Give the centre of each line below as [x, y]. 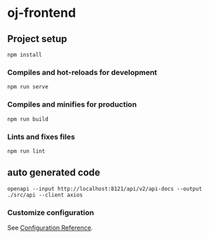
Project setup [38, 39]
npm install [25, 55]
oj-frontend [42, 13]
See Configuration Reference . [50, 228]
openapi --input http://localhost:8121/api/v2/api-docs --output [104, 189]
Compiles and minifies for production [72, 104]
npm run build [28, 119]
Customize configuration [51, 212]
